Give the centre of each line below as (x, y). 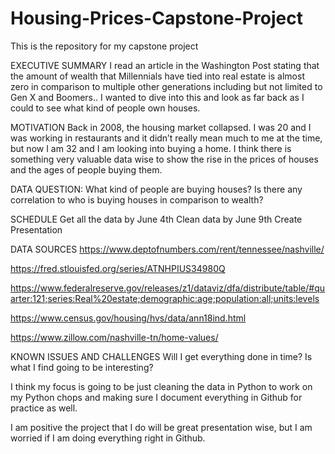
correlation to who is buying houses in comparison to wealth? (137, 199)
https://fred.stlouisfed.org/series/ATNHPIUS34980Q (118, 268)
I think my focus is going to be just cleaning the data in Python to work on (161, 386)
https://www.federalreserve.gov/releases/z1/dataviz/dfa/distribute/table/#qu (167, 288)
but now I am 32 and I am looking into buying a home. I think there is (151, 148)
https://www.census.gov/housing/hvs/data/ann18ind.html (128, 318)
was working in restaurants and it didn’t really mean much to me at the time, (166, 138)
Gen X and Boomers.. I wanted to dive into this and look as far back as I (157, 97)
